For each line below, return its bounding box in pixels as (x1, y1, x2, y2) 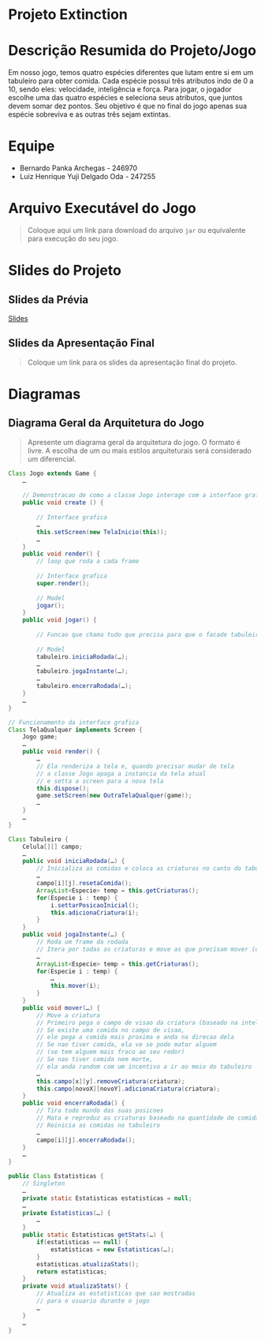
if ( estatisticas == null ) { (36, 1239, 129, 1247)
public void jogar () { (22, 616, 97, 624)
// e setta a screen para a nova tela (36, 777, 164, 785)
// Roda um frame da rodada (36, 938, 129, 946)
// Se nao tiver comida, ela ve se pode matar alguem (36, 1041, 217, 1049)
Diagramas (8, 385, 81, 403)
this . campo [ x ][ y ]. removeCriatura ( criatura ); (36, 1077, 185, 1086)
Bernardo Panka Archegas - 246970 (19, 163, 138, 173)
